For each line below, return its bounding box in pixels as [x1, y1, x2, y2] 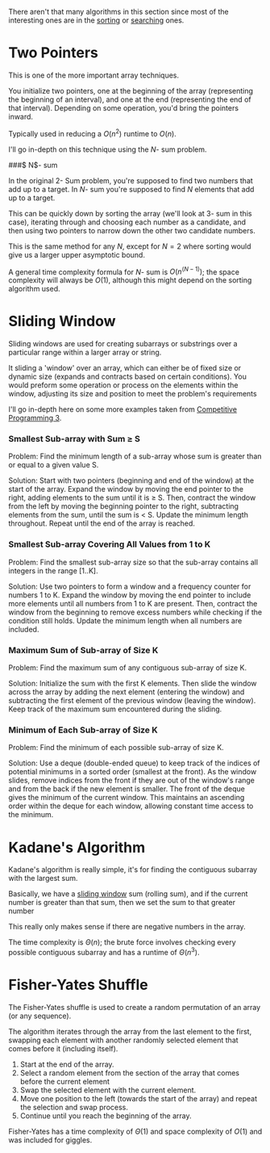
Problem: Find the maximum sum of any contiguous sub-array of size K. [8, 663, 247, 673]
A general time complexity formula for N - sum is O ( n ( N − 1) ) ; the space [8, 266, 240, 277]
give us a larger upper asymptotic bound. [8, 249, 145, 259]
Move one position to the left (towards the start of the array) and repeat [19, 1093, 258, 1103]
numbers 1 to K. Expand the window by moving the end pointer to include [8, 589, 251, 600]
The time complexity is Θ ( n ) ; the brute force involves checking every [8, 937, 236, 947]
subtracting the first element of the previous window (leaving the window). [8, 696, 256, 706]
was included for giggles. [8, 1134, 93, 1145]
